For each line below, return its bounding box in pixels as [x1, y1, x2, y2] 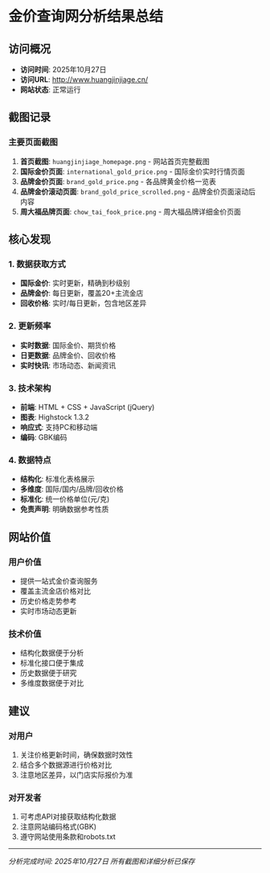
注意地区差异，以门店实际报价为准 [19, 769, 133, 780]
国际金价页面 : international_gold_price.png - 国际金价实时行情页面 [19, 166, 245, 176]
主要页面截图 [8, 137, 59, 148]
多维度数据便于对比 [19, 678, 84, 688]
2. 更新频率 [8, 321, 51, 332]
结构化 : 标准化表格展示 [19, 474, 95, 484]
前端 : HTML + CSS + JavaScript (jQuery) [19, 402, 155, 412]
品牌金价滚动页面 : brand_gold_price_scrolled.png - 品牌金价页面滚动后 [19, 186, 256, 196]
